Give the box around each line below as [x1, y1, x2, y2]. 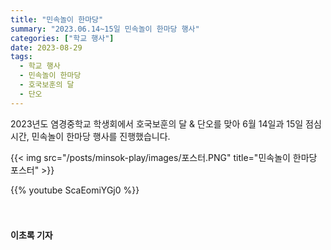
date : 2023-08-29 [10, 42, 83, 53]
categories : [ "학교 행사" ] [10, 33, 115, 43]
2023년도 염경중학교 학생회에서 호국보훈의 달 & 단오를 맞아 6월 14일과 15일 [10, 117, 304, 130]
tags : [10, 52, 33, 62]
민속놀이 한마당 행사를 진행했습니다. [31, 130, 171, 142]
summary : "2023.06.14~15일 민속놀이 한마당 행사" [10, 24, 200, 34]
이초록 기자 [10, 229, 53, 241]
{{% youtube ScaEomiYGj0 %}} [10, 184, 140, 196]
